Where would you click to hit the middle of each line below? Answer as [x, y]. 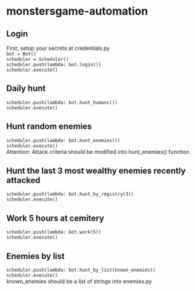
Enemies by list [35, 256]
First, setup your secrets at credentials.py [58, 48]
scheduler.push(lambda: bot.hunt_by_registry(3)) [70, 194]
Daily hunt [26, 88]
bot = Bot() [21, 54]
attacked [23, 180]
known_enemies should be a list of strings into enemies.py [79, 281]
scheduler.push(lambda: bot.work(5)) [54, 232]
